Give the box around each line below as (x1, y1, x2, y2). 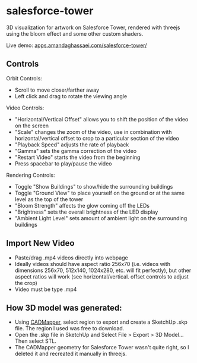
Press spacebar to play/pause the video (14, 159, 112, 167)
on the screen (14, 122, 49, 129)
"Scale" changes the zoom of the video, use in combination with (14, 128, 172, 135)
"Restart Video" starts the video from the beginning (14, 154, 141, 161)
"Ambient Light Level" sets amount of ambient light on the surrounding (14, 214, 188, 221)
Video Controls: (6, 104, 45, 111)
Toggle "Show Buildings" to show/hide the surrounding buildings (14, 183, 173, 190)
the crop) (14, 279, 37, 286)
